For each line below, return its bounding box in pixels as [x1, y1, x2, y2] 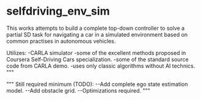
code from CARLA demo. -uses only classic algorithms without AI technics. [6, 62, 196, 70]
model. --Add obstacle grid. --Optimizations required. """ [6, 87, 151, 94]
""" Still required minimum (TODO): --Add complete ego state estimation [6, 80, 188, 88]
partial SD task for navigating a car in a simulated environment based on [6, 30, 188, 38]
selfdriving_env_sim [6, 4, 110, 18]
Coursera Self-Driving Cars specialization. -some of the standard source [6, 55, 189, 63]
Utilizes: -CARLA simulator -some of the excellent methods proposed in [6, 49, 186, 56]
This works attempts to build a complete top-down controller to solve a [6, 24, 185, 32]
